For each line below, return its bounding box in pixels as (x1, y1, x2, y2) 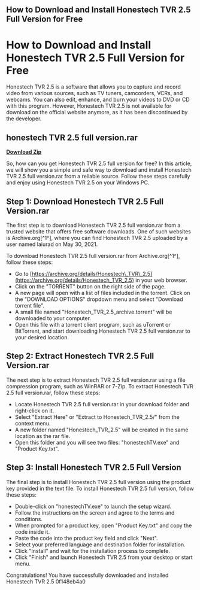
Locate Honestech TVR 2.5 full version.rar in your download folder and (14, 400, 190, 407)
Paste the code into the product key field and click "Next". (14, 534, 158, 542)
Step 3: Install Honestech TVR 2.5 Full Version (6, 463, 181, 473)
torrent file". (14, 302, 45, 309)
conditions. (14, 515, 43, 522)
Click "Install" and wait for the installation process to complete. (14, 547, 171, 554)
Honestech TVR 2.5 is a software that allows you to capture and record (6, 83, 181, 90)
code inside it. (14, 528, 50, 535)
